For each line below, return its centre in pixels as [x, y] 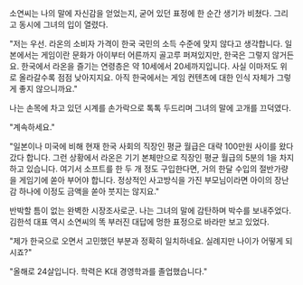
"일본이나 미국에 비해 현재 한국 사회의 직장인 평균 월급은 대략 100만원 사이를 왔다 [151, 146]
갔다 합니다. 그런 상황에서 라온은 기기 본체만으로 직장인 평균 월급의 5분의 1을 [143, 157]
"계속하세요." [33, 127]
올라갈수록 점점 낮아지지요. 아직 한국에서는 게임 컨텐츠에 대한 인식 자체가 [147, 78]
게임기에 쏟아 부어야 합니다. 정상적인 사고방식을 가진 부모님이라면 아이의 [146, 180]
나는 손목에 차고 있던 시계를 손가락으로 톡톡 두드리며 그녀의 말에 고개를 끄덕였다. [151, 108]
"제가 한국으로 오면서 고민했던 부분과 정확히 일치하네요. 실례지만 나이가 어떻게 [146, 241]
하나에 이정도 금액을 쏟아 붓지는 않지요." [89, 191]
